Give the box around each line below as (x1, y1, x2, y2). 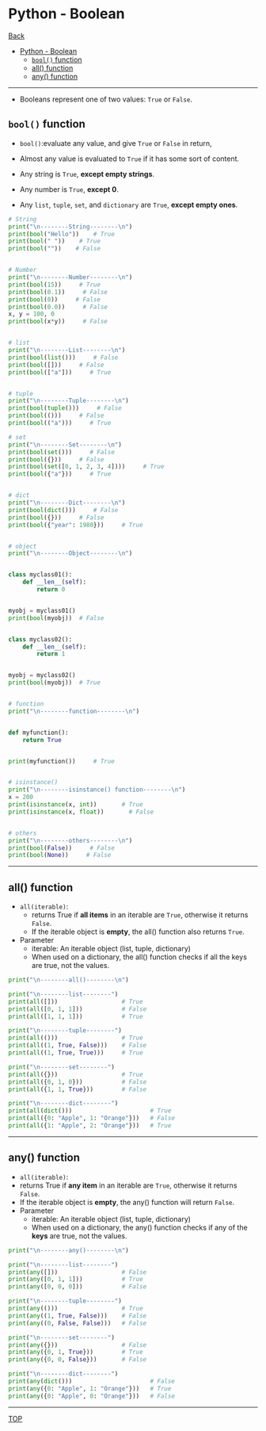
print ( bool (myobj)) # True (8, 679, 101, 687)
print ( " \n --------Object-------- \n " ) (8, 549, 133, 557)
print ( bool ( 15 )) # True (8, 281, 101, 289)
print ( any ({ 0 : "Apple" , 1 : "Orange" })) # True (8, 1384, 172, 1392)
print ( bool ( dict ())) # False (8, 506, 119, 514)
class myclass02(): (8, 635, 73, 643)
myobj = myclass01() (8, 606, 77, 614)
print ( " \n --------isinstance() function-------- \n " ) (8, 786, 186, 794)
